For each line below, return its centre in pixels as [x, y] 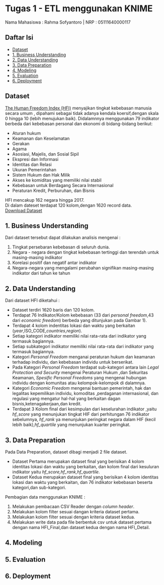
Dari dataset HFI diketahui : [33, 300]
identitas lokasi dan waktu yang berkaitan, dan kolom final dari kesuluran [85, 466]
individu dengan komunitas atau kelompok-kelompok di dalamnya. [79, 383]
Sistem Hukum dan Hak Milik [41, 175]
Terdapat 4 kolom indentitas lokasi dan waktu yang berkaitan [74, 326]
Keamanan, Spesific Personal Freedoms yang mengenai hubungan [79, 378]
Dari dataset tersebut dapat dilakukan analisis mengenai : [63, 238]
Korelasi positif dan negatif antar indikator [54, 263]
